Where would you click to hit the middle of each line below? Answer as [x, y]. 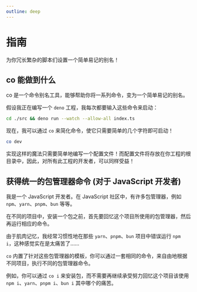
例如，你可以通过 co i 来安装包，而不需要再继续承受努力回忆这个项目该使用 [98, 276]
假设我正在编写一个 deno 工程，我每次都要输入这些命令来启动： [82, 108]
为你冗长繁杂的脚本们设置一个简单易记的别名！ [62, 60]
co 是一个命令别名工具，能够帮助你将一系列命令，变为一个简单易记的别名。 [97, 95]
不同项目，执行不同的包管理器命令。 [50, 263]
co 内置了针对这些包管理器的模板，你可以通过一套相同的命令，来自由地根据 [97, 256]
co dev [14, 142]
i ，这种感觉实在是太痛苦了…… [43, 243]
